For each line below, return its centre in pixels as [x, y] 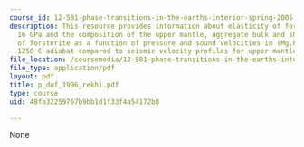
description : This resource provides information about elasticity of [145, 26]
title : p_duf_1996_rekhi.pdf [64, 85]
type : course [34, 93]
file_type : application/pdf [62, 69]
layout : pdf [32, 77]
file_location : [38, 60]
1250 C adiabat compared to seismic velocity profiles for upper [143, 51]
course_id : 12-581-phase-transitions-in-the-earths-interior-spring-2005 [152, 18]
